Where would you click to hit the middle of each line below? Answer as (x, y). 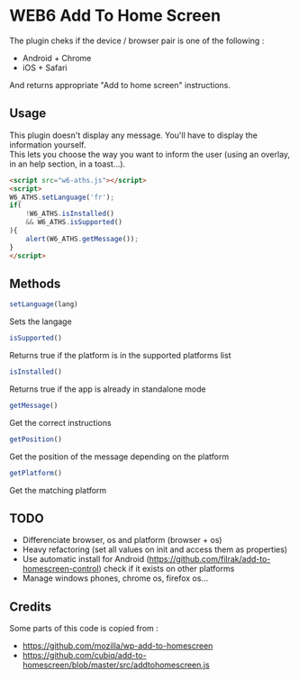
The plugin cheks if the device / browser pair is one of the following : (137, 41)
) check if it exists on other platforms (167, 569)
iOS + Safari (45, 68)
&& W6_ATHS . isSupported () (74, 222)
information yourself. (48, 144)
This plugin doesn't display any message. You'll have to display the (134, 135)
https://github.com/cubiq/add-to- (84, 656)
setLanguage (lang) (44, 304)
